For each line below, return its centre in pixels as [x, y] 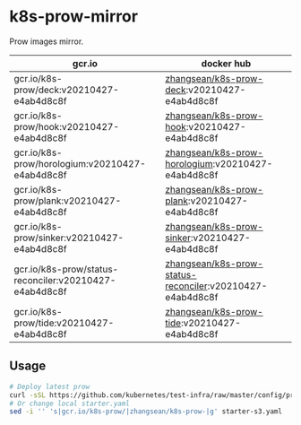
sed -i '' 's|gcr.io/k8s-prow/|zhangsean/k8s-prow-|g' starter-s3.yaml [146, 412]
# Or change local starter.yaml [69, 403]
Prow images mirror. [47, 41]
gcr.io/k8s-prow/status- [66, 269]
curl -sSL [28, 395]
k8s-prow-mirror [74, 17]
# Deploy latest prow [50, 386]
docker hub [226, 63]
